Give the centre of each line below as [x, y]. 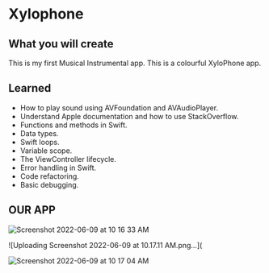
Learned [30, 88]
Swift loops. [40, 142]
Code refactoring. [49, 176]
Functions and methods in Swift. [74, 125]
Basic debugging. [49, 184]
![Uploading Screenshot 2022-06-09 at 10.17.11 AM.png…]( [105, 245]
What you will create [61, 44]
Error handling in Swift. [58, 168]
